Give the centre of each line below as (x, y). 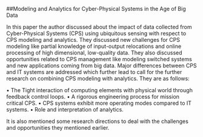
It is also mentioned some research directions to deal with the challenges (98, 121)
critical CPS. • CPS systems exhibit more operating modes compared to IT (99, 103)
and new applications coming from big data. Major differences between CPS (101, 65)
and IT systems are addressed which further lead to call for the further (94, 72)
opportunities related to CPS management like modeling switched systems (99, 59)
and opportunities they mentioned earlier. (58, 128)
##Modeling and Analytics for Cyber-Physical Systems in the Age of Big (96, 9)
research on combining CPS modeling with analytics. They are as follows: (98, 79)
